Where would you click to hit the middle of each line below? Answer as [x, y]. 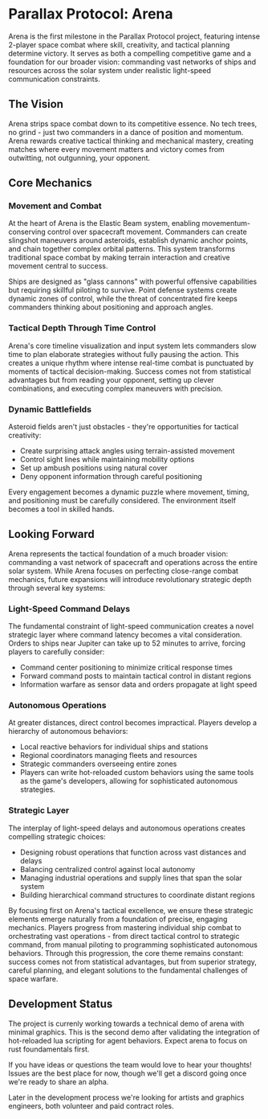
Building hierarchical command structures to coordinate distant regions [137, 895]
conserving [27, 232]
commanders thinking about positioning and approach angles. [111, 307]
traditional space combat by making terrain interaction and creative [119, 257]
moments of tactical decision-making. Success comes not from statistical [130, 371]
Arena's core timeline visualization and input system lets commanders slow [132, 346]
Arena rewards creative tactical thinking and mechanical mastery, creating [131, 141]
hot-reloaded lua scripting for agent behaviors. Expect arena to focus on [128, 1040]
